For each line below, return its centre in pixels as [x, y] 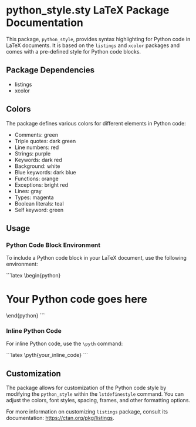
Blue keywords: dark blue [45, 172]
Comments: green [36, 135]
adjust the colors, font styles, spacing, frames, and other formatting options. [98, 400]
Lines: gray [28, 191]
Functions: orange [36, 178]
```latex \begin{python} [33, 276]
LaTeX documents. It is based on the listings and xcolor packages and [93, 45]
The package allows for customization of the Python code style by [86, 388]
